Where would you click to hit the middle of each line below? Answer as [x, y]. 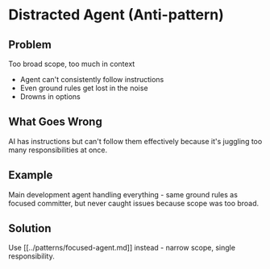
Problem [30, 45]
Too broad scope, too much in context [72, 64]
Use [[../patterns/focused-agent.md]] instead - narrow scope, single [122, 248]
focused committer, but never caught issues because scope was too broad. [134, 203]
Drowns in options [50, 97]
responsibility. [31, 256]
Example [31, 175]
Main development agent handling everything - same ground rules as [123, 194]
